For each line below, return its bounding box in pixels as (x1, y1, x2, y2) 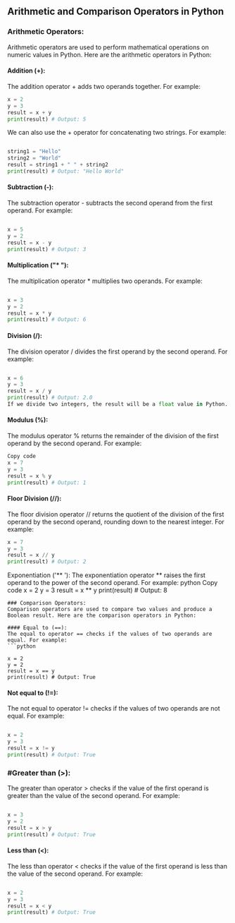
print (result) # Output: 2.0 (7, 394, 93, 402)
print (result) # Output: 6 (7, 316, 87, 323)
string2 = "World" (7, 155, 61, 162)
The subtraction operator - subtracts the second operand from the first (7, 199, 213, 207)
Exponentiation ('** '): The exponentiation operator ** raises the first (7, 571, 206, 579)
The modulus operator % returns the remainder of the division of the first (7, 432, 220, 440)
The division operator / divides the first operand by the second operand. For (7, 347, 228, 356)
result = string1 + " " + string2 (7, 162, 109, 169)
